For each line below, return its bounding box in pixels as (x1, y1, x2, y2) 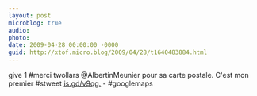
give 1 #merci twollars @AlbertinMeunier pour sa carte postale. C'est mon (8, 71, 250, 79)
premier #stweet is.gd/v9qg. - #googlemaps (8, 79, 153, 88)
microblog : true (8, 19, 62, 27)
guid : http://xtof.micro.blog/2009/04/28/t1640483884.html (8, 48, 208, 56)
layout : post (8, 11, 52, 20)
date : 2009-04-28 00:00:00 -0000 (8, 41, 119, 49)
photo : (8, 33, 30, 42)
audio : (8, 26, 30, 34)
